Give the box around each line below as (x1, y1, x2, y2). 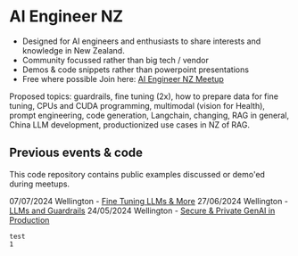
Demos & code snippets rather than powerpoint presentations (21, 64, 250, 75)
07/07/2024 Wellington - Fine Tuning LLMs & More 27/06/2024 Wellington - (9, 195, 288, 206)
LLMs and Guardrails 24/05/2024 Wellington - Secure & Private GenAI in (9, 205, 276, 216)
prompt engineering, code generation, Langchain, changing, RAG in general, (9, 110, 290, 120)
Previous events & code (9, 145, 144, 161)
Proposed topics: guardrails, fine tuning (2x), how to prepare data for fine (9, 91, 279, 102)
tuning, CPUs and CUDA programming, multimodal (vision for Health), (9, 100, 266, 111)
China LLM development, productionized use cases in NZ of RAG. (9, 119, 250, 130)
